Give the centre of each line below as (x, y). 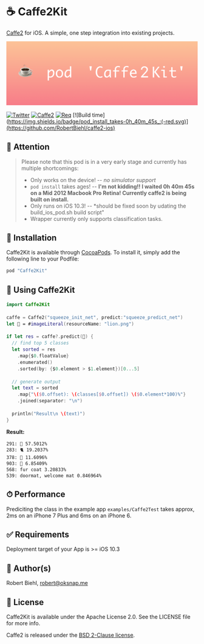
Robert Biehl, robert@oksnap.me (47, 583)
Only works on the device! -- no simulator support (93, 180)
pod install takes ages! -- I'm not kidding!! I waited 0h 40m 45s (112, 186)
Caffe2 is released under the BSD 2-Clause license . (71, 635)
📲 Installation (32, 238)
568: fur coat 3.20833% (36, 469)
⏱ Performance (36, 495)
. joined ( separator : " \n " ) (50, 401)
